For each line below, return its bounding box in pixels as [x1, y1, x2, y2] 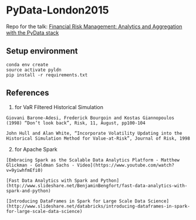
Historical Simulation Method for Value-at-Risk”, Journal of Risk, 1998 [6, 136, 191, 141]
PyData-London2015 [6, 4, 109, 17]
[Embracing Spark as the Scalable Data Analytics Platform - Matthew [6, 157, 180, 163]
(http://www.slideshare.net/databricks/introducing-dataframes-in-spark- [6, 203, 191, 209]
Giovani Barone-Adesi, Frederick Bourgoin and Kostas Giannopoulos [6, 115, 175, 121]
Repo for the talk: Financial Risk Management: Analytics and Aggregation [6, 23, 183, 30]
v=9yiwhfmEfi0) [6, 167, 43, 173]
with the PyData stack [6, 29, 59, 36]
